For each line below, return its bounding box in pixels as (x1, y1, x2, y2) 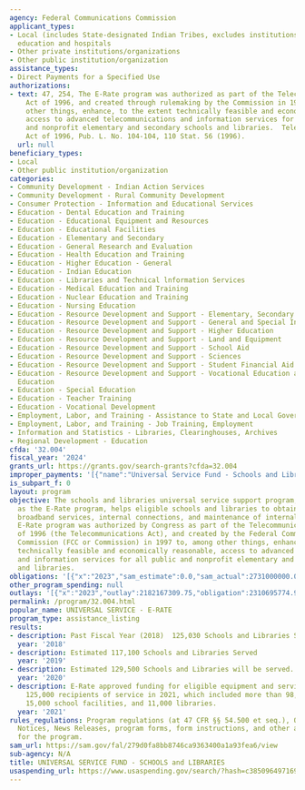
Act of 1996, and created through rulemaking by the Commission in (25, 97, 286, 107)
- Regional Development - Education (9, 436, 148, 446)
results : (9, 623, 43, 632)
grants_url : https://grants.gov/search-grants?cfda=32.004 (9, 461, 238, 471)
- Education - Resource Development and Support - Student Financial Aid (9, 360, 295, 370)
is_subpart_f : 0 (9, 479, 71, 488)
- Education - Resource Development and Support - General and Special (9, 318, 286, 328)
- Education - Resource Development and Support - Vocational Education (9, 369, 290, 378)
